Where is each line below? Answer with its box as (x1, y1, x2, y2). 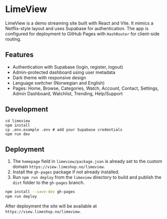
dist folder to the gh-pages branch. (12, 179, 85, 186)
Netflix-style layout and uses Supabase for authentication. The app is (5, 25, 149, 31)
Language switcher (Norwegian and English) (12, 80, 105, 86)
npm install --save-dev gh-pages (5, 189, 75, 194)
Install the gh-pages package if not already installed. (12, 169, 120, 175)
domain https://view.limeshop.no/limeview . (12, 164, 105, 170)
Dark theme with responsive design (12, 74, 87, 81)
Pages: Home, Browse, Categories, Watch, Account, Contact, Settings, (12, 85, 159, 91)
